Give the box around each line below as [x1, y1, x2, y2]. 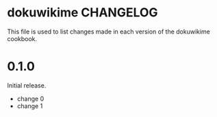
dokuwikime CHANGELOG [7, 5, 159, 21]
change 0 [16, 94, 44, 103]
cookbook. [7, 34, 38, 42]
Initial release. [7, 81, 47, 90]
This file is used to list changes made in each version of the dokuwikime [7, 27, 211, 36]
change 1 [16, 101, 43, 110]
